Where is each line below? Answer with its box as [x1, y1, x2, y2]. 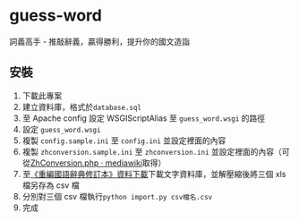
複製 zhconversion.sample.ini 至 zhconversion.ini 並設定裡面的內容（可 [21, 146, 290, 157]
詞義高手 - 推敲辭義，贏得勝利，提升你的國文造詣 [9, 36, 191, 47]
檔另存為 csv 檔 [21, 180, 80, 191]
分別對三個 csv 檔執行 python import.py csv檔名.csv [21, 191, 213, 201]
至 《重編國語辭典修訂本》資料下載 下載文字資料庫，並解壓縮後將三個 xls [21, 168, 286, 179]
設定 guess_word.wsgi [21, 123, 101, 134]
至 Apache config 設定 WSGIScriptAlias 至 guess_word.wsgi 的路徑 [21, 113, 266, 123]
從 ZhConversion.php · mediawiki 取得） [21, 157, 167, 168]
